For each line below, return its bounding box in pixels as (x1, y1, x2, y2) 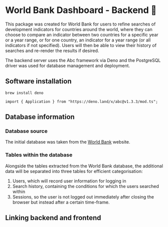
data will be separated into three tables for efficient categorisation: (5, 168, 143, 174)
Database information (5, 112, 75, 121)
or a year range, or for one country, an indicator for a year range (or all (5, 37, 151, 43)
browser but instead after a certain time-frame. (12, 199, 110, 205)
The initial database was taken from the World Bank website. (5, 139, 130, 145)
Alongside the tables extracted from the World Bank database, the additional (5, 162, 163, 169)
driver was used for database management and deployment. (5, 62, 130, 68)
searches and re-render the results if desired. (5, 47, 99, 53)
